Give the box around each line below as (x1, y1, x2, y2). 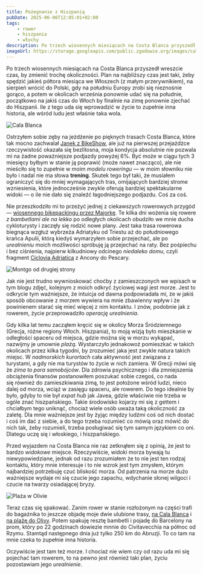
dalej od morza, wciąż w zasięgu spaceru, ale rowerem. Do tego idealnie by (6, 385, 195, 393)
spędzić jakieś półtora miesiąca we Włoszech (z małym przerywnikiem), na (6, 77, 193, 85)
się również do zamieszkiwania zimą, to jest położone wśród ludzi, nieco (6, 379, 187, 386)
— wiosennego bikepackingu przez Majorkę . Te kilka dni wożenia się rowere (6, 209, 196, 216)
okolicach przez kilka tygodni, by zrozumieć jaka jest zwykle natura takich (6, 347, 190, 354)
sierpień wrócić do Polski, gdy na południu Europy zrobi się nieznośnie (6, 84, 182, 91)
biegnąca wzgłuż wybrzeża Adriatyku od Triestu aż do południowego (6, 228, 179, 236)
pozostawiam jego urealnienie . (6, 560, 83, 568)
